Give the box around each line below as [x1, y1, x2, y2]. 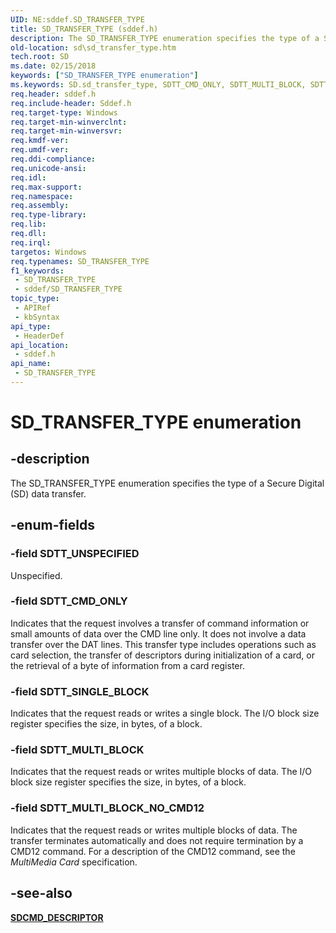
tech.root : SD [10, 52, 70, 62]
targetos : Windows [10, 247, 87, 257]
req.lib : [10, 219, 47, 230]
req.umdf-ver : [10, 145, 70, 155]
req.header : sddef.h [10, 89, 97, 99]
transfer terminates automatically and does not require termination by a [10, 834, 304, 846]
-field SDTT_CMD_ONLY [10, 594, 128, 608]
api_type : [10, 321, 52, 331]
